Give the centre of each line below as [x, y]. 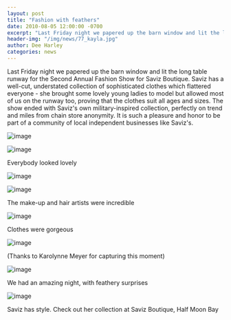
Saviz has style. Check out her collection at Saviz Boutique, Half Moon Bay [113, 309]
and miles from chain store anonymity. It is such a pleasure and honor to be [114, 115]
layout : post [26, 13]
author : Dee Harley [35, 45]
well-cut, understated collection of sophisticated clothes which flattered [109, 86]
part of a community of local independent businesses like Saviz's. [100, 122]
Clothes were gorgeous [40, 229]
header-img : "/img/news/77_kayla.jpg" [63, 39]
